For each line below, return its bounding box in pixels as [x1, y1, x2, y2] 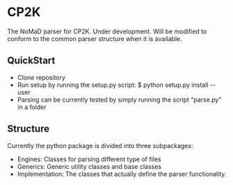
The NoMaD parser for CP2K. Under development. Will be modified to [7, 27, 207, 35]
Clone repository [17, 73, 66, 81]
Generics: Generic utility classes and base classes [17, 162, 162, 170]
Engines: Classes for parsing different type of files [17, 154, 161, 163]
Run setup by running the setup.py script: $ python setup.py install [17, 81, 209, 89]
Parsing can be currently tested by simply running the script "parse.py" [17, 95, 222, 104]
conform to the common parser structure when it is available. [7, 34, 182, 42]
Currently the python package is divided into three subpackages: [7, 141, 193, 150]
